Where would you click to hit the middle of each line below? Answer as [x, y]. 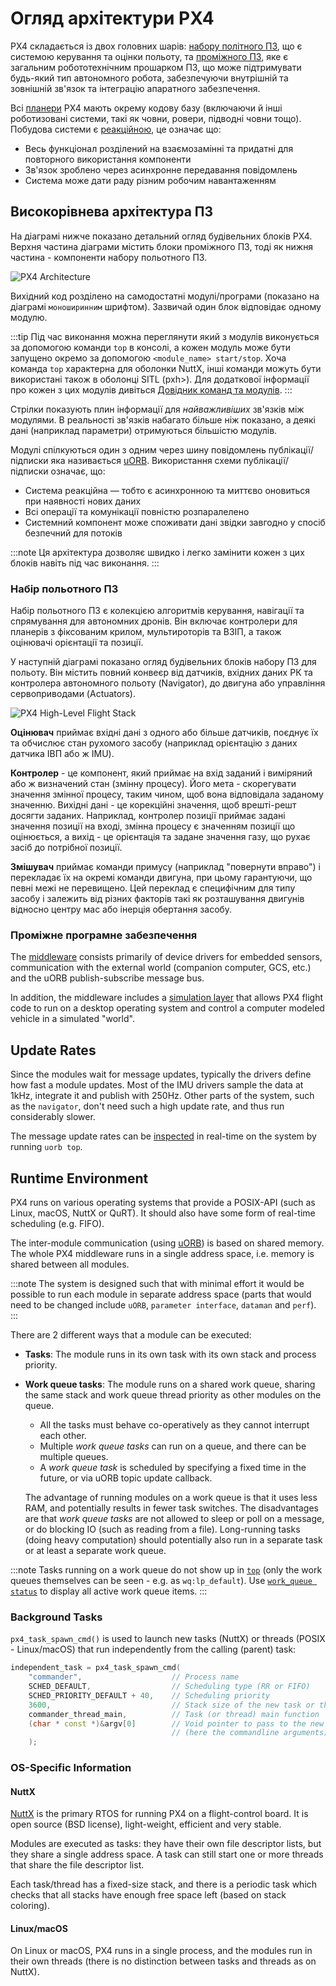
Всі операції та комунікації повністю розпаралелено [137, 511]
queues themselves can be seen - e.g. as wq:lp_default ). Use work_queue [161, 1580]
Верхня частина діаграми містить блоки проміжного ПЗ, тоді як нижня [162, 246]
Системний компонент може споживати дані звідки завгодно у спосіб [175, 522]
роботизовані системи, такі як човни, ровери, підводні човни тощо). [156, 118]
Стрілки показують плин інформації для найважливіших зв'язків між [157, 409]
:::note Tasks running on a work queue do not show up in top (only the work [166, 1569]
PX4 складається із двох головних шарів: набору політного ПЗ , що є [156, 46]
